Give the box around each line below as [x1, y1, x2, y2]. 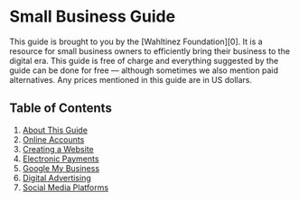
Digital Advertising [22, 172, 92, 183]
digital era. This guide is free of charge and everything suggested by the [9, 55, 279, 66]
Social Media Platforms [22, 182, 109, 193]
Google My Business [22, 162, 100, 173]
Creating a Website [22, 143, 94, 154]
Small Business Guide [9, 6, 176, 27]
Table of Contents [9, 101, 113, 116]
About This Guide [22, 124, 89, 135]
